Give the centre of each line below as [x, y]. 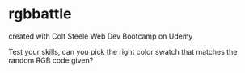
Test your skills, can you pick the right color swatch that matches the [123, 51]
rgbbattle [40, 14]
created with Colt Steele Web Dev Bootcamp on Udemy [101, 36]
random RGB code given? [51, 60]
